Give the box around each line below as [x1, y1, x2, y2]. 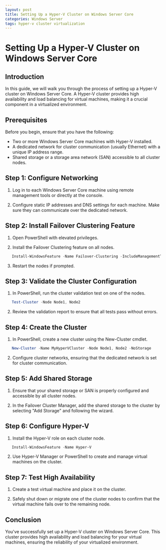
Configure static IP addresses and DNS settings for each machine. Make [12, 201, 160, 208]
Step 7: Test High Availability [5, 473, 95, 482]
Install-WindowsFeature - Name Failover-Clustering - [11, 253, 123, 259]
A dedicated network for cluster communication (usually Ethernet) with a [12, 144, 161, 150]
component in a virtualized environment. [5, 101, 87, 107]
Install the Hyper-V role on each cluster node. [12, 435, 105, 441]
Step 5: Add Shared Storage [5, 374, 92, 383]
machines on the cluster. [12, 459, 63, 465]
